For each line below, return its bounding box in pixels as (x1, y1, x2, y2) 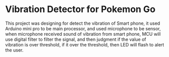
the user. (5, 47, 24, 53)
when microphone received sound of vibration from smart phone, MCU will (5, 31, 161, 37)
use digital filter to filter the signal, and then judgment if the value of (5, 36, 146, 42)
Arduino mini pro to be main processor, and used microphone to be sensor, (5, 25, 161, 31)
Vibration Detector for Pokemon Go (5, 4, 155, 15)
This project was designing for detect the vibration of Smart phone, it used (5, 20, 160, 26)
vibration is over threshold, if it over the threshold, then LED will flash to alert (5, 41, 164, 47)
